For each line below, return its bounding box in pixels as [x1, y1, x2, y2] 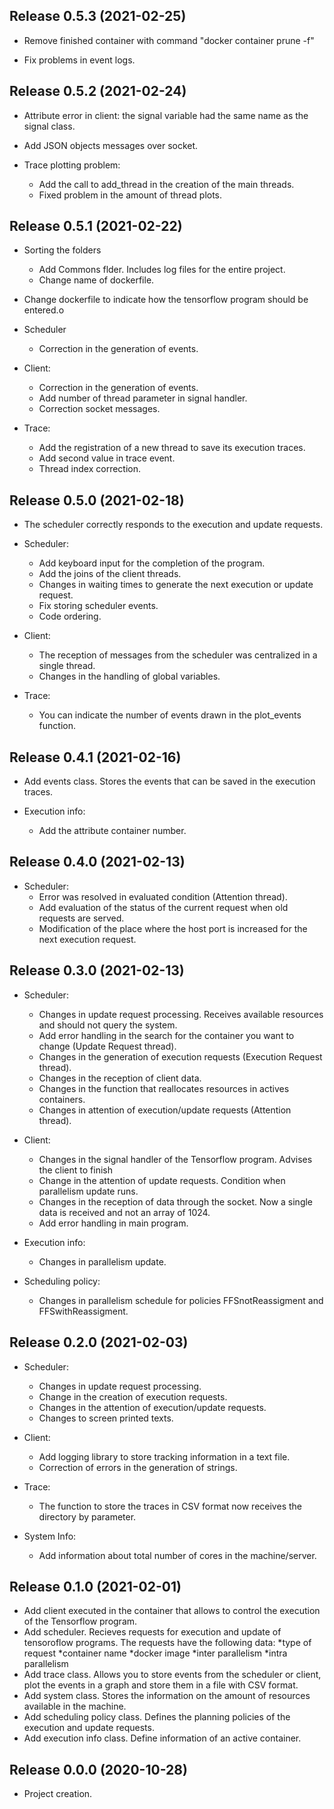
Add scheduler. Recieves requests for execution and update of [23, 1626, 282, 1638]
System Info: [23, 1530, 77, 1542]
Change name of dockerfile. [38, 274, 155, 286]
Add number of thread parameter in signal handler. [38, 392, 248, 404]
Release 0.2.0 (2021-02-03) [9, 1334, 189, 1351]
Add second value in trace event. [38, 452, 176, 464]
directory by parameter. [38, 1510, 137, 1523]
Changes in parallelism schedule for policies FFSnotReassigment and [38, 1294, 324, 1306]
